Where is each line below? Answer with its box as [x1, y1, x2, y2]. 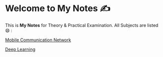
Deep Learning [5, 46, 36, 52]
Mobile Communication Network [5, 37, 71, 43]
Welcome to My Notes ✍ [5, 3, 110, 14]
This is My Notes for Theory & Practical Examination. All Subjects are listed [5, 22, 159, 28]
